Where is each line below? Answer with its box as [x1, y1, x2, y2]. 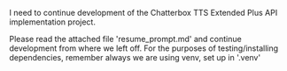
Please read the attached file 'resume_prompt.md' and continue [9, 34, 242, 44]
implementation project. [9, 17, 96, 27]
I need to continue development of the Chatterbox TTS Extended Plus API [9, 8, 278, 18]
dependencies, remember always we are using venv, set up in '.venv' [9, 53, 261, 62]
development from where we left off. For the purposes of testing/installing [9, 43, 279, 53]
